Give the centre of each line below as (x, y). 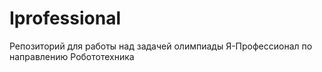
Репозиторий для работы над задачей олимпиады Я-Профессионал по (161, 46)
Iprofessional (65, 18)
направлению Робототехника (72, 56)
